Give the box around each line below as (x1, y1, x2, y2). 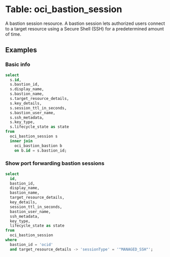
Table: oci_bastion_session (5, 4, 122, 15)
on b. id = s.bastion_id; (14, 148, 67, 153)
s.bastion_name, (10, 91, 44, 97)
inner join (10, 138, 33, 143)
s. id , (10, 77, 22, 82)
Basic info (5, 61, 30, 68)
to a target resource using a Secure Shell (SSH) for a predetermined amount (5, 25, 164, 31)
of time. (5, 31, 21, 37)
